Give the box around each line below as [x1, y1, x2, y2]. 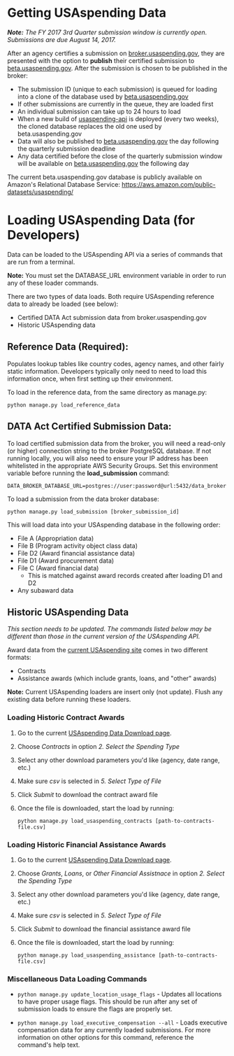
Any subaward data [17, 586, 74, 594]
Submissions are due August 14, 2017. [7, 35, 117, 43]
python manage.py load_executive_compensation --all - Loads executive [17, 1018, 228, 1027]
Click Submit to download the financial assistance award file [17, 924, 191, 933]
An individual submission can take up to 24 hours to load [17, 107, 181, 115]
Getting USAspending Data [7, 5, 166, 21]
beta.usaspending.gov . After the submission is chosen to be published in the [7, 64, 228, 72]
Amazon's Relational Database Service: [7, 180, 121, 188]
